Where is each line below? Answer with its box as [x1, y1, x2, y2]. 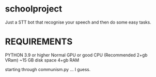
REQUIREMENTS [5, 36, 73, 47]
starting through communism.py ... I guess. [5, 66, 91, 72]
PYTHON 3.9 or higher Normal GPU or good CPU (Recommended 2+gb [5, 52, 148, 58]
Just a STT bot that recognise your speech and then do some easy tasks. [5, 19, 152, 25]
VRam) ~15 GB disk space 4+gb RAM [5, 57, 79, 63]
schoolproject [5, 3, 62, 14]
